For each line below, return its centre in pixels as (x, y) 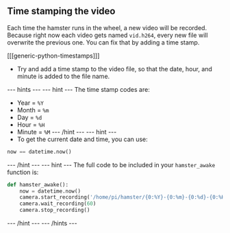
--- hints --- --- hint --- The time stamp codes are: (79, 89)
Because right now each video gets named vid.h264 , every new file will (107, 35)
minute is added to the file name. (63, 76)
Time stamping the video (61, 11)
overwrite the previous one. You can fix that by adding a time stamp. (103, 42)
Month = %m (33, 110)
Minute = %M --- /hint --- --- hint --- (67, 132)
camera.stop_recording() (55, 210)
